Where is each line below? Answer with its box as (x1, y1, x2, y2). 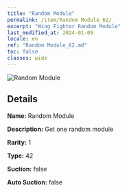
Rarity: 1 (7, 138, 31, 146)
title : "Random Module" (7, 10, 76, 17)
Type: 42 (7, 152, 34, 160)
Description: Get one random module (7, 125, 114, 133)
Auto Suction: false (7, 178, 63, 186)
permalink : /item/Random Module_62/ (7, 16, 112, 23)
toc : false (7, 49, 38, 56)
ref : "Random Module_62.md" (7, 42, 88, 49)
